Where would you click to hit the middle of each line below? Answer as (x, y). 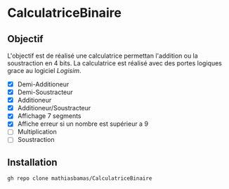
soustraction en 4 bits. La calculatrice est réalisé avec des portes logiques (115, 63)
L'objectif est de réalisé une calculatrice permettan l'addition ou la (103, 56)
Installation (32, 162)
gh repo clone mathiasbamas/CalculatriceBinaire (80, 178)
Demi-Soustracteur (45, 92)
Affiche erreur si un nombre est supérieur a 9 (83, 124)
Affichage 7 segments (49, 116)
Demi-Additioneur (43, 84)
